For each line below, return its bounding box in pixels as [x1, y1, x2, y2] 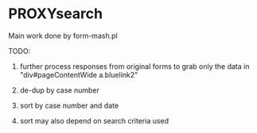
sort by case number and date [19, 101, 119, 110]
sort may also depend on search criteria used [19, 116, 169, 125]
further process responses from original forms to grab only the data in [19, 61, 250, 71]
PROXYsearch [8, 5, 103, 23]
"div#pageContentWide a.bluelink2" [19, 70, 138, 79]
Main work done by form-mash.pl [8, 31, 118, 40]
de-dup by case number [19, 85, 99, 95]
